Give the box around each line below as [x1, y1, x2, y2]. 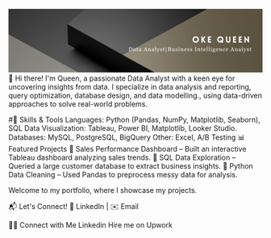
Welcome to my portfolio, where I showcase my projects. [8, 186, 198, 194]
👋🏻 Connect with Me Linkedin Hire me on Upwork [8, 220, 173, 230]
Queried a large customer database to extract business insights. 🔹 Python [8, 161, 253, 170]
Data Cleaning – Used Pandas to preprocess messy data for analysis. [8, 170, 238, 179]
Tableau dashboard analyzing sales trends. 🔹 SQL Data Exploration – [8, 152, 236, 162]
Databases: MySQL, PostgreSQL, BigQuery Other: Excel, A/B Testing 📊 [8, 132, 245, 142]
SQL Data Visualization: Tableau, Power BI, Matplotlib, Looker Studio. [8, 123, 238, 133]
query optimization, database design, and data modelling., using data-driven [8, 90, 263, 100]
